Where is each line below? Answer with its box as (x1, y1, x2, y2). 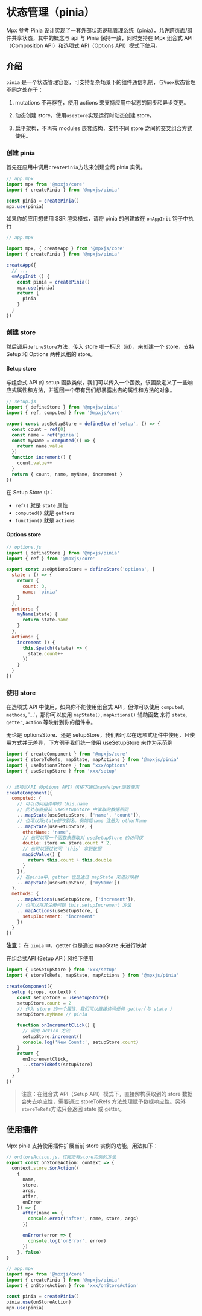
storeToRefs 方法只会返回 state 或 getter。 (21, 1105, 125, 1112)
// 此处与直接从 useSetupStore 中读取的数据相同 (17, 806, 128, 813)
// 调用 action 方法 (22, 1028, 71, 1034)
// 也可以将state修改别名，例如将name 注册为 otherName (17, 817, 147, 824)
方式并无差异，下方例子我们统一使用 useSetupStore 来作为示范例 (11, 739, 173, 747)
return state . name (22, 617, 69, 623)
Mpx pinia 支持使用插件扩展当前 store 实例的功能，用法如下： (6, 1142, 159, 1149)
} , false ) (17, 1249, 42, 1255)
